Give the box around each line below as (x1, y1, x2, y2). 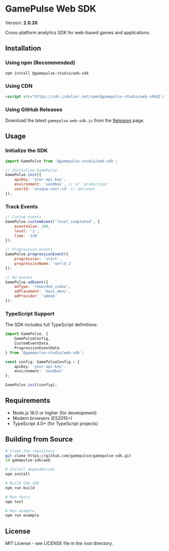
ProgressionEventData (14, 345, 59, 350)
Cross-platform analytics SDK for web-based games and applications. (5, 29, 151, 35)
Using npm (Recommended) (5, 59, 75, 66)
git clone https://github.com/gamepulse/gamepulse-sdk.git (5, 453, 132, 458)
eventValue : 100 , (14, 224, 51, 229)
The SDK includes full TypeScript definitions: (5, 322, 98, 328)
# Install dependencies (5, 467, 55, 472)
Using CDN (5, 83, 33, 90)
